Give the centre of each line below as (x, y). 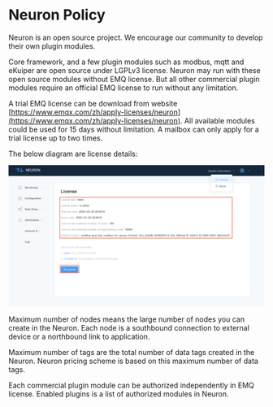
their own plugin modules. (52, 45)
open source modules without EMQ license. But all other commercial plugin (134, 79)
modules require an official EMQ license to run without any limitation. (123, 88)
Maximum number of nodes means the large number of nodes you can (127, 319)
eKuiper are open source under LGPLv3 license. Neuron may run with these (135, 70)
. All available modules (218, 120)
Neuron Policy (57, 15)
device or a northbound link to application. (79, 336)
